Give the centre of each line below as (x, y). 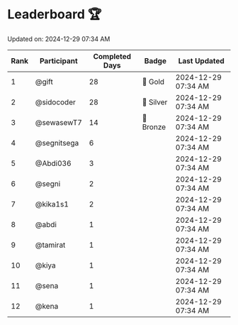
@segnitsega (57, 143)
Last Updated (201, 60)
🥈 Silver (155, 102)
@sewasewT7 (59, 122)
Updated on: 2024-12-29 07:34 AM (59, 39)
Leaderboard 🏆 (55, 15)
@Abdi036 (53, 163)
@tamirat (50, 245)
